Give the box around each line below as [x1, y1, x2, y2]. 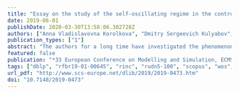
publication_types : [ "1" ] [7, 37, 84, 44]
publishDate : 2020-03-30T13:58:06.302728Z [7, 23, 135, 30]
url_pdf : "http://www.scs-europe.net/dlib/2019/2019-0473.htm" [7, 69, 199, 76]
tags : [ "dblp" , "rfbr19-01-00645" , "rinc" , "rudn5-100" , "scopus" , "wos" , [7, 63, 234, 70]
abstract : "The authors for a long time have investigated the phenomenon [7, 43, 234, 50]
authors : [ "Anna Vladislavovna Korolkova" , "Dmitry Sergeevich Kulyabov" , [7, 30, 234, 37]
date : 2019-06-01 [7, 17, 59, 24]
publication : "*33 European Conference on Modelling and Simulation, [7, 57, 218, 64]
